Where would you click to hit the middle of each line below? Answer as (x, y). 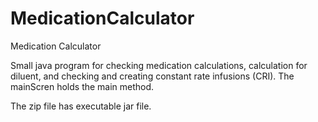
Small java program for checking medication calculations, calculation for (159, 65)
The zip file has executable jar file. (81, 106)
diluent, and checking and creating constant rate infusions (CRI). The (152, 76)
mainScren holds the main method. (82, 86)
